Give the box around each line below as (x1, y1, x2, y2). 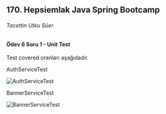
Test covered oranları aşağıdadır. (6, 54, 89, 61)
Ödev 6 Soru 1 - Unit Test (6, 41, 71, 48)
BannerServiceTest (6, 89, 54, 96)
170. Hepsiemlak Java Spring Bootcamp (6, 5, 161, 15)
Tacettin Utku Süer (6, 21, 54, 29)
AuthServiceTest (6, 66, 48, 73)
